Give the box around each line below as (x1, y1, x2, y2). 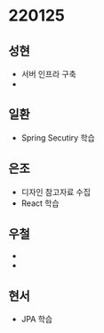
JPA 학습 (20, 314, 53, 325)
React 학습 (20, 198, 60, 209)
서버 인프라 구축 (20, 69, 76, 79)
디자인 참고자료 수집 (20, 186, 91, 197)
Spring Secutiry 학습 (20, 132, 95, 143)
